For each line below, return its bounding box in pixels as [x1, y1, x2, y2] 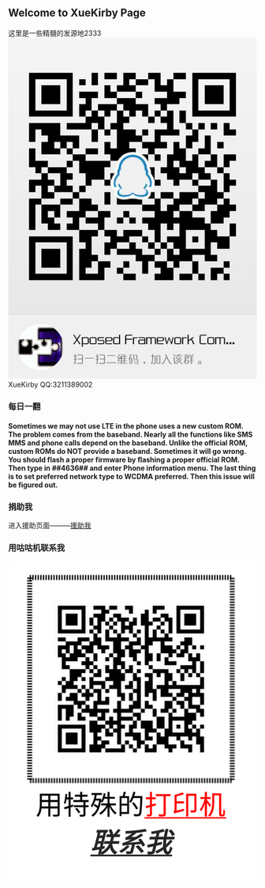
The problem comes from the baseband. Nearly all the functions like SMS [8, 429, 253, 439]
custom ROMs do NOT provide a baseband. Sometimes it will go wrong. [8, 446, 247, 455]
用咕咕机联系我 [8, 542, 65, 554]
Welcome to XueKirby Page [8, 6, 146, 20]
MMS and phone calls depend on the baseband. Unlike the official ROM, [8, 438, 248, 448]
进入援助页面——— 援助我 [8, 521, 91, 531]
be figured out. [8, 480, 58, 489]
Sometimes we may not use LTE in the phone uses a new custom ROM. [8, 421, 244, 430]
